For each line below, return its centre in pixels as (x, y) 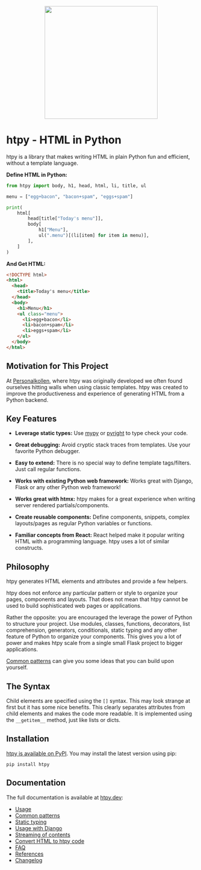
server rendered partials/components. (62, 505)
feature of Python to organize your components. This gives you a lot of (94, 637)
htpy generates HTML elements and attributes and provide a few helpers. (97, 581)
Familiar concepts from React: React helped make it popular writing (100, 535)
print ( (14, 208)
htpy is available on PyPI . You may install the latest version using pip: (91, 753)
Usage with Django (39, 828)
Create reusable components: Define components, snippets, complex (102, 517)
